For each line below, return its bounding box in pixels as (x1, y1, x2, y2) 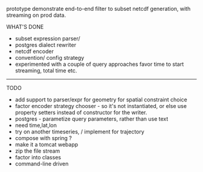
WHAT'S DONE (6, 24, 44, 30)
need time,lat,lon (14, 122, 57, 129)
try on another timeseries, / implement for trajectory (14, 128, 145, 135)
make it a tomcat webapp (14, 141, 79, 148)
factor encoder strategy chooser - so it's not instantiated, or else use (14, 103, 187, 109)
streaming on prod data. (6, 11, 66, 19)
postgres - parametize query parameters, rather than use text (14, 115, 169, 123)
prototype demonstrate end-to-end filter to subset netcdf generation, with (6, 5, 191, 12)
